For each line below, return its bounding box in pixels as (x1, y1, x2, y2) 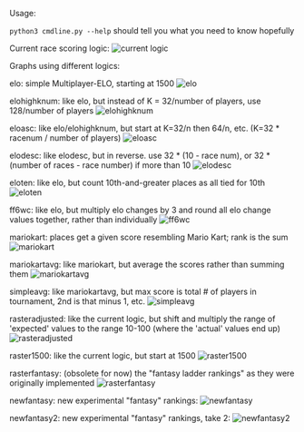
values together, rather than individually (9, 214, 158, 225)
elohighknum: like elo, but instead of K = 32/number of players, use (9, 95, 261, 106)
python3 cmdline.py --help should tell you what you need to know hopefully (9, 25, 295, 35)
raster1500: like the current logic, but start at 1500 (9, 350, 197, 361)
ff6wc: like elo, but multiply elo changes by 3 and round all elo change (9, 204, 271, 215)
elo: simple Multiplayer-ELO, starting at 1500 (9, 78, 175, 89)
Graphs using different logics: (9, 61, 121, 71)
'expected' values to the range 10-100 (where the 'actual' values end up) (9, 323, 281, 334)
